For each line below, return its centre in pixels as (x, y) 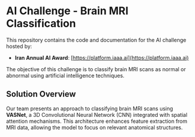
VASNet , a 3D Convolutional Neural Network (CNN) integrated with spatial (97, 114)
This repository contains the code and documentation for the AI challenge (96, 40)
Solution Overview (41, 94)
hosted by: (19, 46)
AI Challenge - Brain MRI (67, 11)
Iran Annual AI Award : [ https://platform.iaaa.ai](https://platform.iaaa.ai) (102, 58)
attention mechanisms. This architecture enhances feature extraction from (97, 121)
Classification (41, 23)
